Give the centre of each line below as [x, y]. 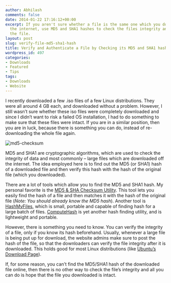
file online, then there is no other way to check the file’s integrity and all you [84, 269]
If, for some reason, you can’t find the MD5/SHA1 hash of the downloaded [82, 264]
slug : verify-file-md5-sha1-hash [41, 43]
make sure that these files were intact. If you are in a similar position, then [82, 122]
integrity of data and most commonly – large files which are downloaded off [85, 158]
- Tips [12, 72]
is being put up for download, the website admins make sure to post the [80, 238]
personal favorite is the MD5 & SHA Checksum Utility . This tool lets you [80, 190]
